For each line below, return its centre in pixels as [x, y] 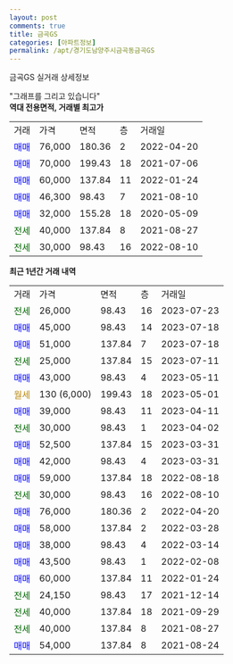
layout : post [33, 17]
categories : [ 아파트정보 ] [53, 42]
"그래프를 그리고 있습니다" [55, 96]
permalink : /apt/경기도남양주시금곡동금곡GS [82, 51]
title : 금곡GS [33, 34]
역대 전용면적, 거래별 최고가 [57, 107]
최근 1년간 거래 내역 [43, 271]
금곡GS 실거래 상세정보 [50, 78]
